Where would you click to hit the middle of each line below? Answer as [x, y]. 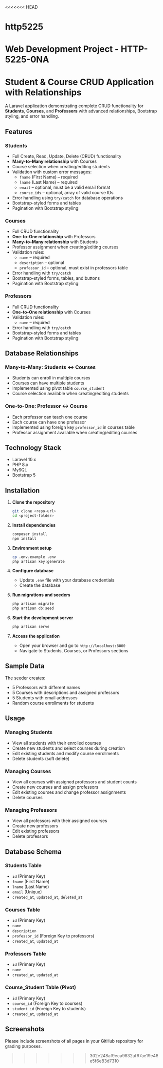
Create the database [40, 585]
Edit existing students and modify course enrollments [65, 753]
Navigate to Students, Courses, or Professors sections [74, 651]
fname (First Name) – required [49, 177]
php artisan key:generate [38, 561]
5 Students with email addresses [45, 698]
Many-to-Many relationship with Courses [54, 161]
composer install [30, 534]
